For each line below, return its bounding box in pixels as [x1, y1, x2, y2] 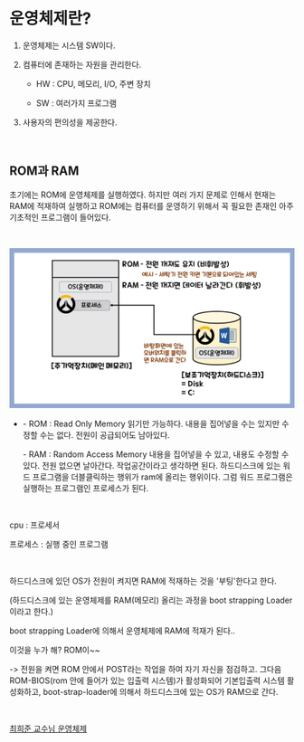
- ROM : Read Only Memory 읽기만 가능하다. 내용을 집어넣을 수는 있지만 [22, 418, 280, 430]
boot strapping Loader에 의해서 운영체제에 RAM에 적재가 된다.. [9, 625, 235, 636]
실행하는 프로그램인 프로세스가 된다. [22, 483, 149, 494]
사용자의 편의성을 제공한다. [22, 117, 118, 128]
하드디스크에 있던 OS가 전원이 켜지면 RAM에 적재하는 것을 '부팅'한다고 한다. [9, 576, 278, 586]
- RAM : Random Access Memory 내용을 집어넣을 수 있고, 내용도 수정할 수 [22, 449, 290, 460]
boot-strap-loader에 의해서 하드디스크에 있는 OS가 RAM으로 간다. [43, 687, 279, 698]
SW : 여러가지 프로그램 [35, 97, 118, 109]
